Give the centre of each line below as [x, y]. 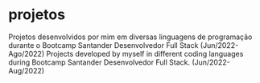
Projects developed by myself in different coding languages [145, 53]
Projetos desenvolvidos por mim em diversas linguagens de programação [130, 37]
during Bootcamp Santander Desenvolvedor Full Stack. [99, 62]
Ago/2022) [27, 53]
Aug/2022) [27, 70]
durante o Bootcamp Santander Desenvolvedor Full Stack [103, 45]
